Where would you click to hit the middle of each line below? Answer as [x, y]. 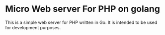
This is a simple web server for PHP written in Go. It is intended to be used [81, 22]
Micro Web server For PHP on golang [83, 9]
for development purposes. [33, 27]
